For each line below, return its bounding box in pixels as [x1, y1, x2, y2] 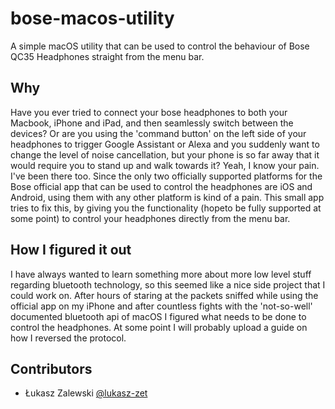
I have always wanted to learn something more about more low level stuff [10, 268, 312, 280]
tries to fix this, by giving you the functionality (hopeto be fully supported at [10, 202, 322, 214]
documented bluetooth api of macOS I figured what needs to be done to [10, 310, 307, 322]
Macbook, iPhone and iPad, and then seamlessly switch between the [10, 117, 294, 129]
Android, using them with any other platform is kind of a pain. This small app [10, 191, 325, 203]
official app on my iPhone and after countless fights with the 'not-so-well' [10, 300, 313, 312]
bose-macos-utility [10, 7, 175, 30]
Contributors [10, 360, 93, 377]
